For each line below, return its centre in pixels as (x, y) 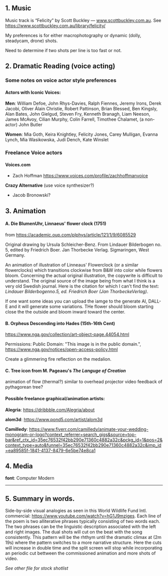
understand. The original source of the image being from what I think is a (80, 281)
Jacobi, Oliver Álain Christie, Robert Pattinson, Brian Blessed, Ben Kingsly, (81, 109)
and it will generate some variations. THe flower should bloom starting (81, 307)
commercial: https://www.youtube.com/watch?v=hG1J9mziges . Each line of (83, 516)
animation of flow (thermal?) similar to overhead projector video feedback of (84, 382)
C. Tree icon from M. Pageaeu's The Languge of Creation (65, 371)
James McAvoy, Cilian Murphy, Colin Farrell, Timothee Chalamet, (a (74, 119)
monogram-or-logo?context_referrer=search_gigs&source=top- (71, 434)
